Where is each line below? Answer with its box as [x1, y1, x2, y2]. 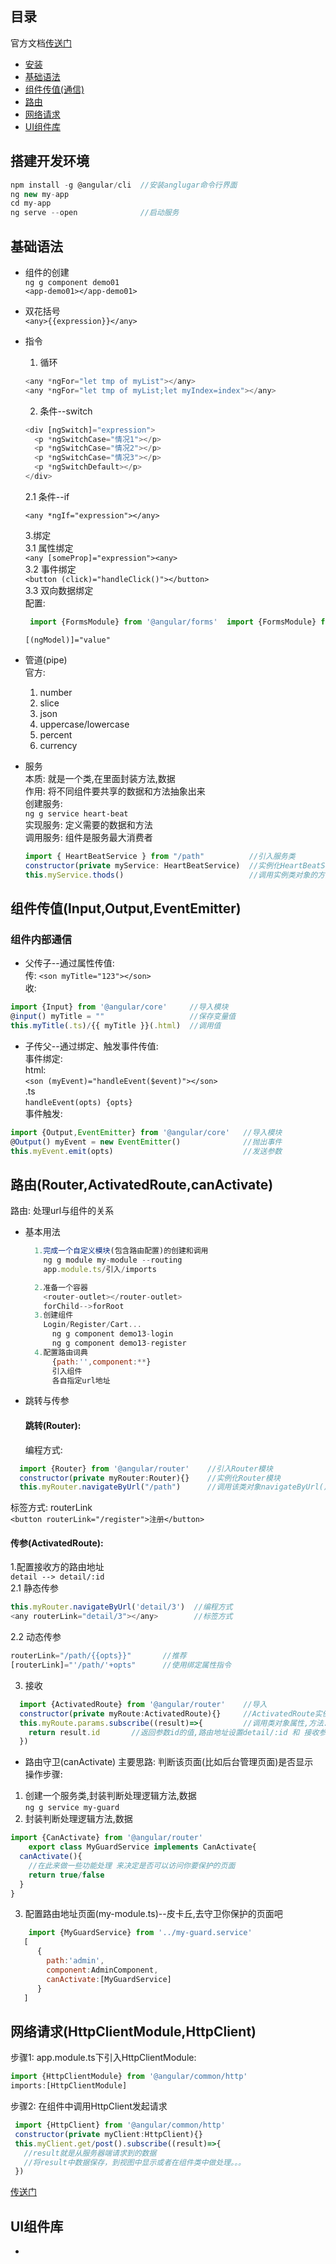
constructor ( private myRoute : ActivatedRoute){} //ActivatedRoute [19, 1708, 315, 1719]
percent [39, 728, 73, 741]
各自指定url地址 [51, 1375, 111, 1386]
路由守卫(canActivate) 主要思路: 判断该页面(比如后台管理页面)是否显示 [24, 1756, 314, 1768]
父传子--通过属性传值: [24, 957, 115, 969]
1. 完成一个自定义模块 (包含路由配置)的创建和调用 [34, 1246, 209, 1256]
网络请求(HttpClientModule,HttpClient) [10, 2023, 257, 2040]
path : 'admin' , [46, 1956, 105, 1966]
